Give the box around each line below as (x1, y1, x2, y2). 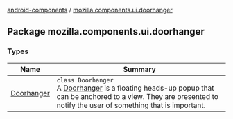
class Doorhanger (56, 76, 114, 84)
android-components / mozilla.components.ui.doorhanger (7, 6, 173, 14)
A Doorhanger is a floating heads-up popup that (56, 83, 214, 93)
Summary (123, 64, 156, 74)
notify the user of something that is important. (56, 100, 206, 110)
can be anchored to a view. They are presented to (56, 91, 218, 101)
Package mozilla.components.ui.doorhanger (7, 26, 205, 37)
